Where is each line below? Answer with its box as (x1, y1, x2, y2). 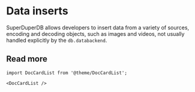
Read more (6, 54, 48, 64)
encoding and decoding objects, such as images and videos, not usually (6, 30, 185, 37)
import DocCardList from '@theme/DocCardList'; (6, 70, 128, 76)
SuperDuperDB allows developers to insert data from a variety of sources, (6, 24, 190, 31)
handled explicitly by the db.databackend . (6, 36, 107, 44)
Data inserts (6, 4, 68, 18)
